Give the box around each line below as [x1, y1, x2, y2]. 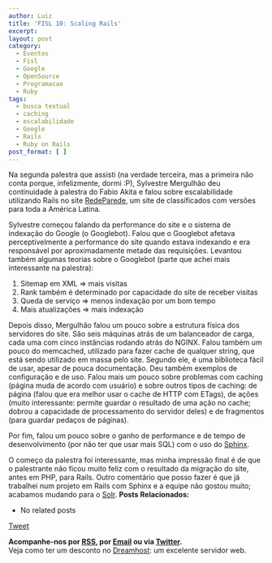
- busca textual [15, 102, 71, 110]
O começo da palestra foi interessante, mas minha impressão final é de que [8, 455, 261, 465]
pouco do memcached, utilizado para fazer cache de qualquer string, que [8, 346, 256, 356]
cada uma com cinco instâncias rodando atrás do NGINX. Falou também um [8, 337, 262, 347]
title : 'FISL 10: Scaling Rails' [8, 19, 122, 28]
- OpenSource [15, 72, 60, 80]
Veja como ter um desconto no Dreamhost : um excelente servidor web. [8, 545, 247, 556]
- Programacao [15, 80, 63, 88]
